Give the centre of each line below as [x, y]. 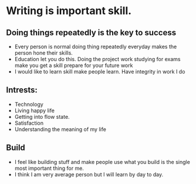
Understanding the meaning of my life [60, 129]
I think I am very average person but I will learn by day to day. [89, 174]
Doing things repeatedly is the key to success [91, 33]
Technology [29, 104]
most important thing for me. [49, 168]
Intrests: [22, 90]
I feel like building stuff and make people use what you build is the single [102, 162]
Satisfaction [29, 123]
